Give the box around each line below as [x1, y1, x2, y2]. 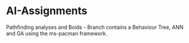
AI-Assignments [6, 4, 87, 18]
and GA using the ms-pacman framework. [6, 29, 107, 37]
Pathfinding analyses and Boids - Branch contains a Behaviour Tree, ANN [6, 24, 184, 31]
